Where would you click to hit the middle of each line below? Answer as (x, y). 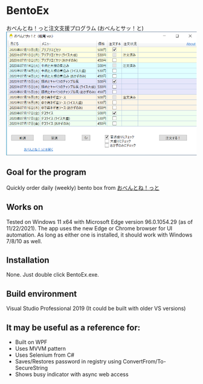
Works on (25, 207)
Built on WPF (31, 342)
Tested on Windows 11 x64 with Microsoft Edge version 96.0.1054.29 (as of (100, 221)
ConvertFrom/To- (144, 361)
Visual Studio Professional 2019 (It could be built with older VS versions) (96, 308)
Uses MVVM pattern (40, 349)
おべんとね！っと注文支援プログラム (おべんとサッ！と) (75, 28)
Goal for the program (46, 173)
